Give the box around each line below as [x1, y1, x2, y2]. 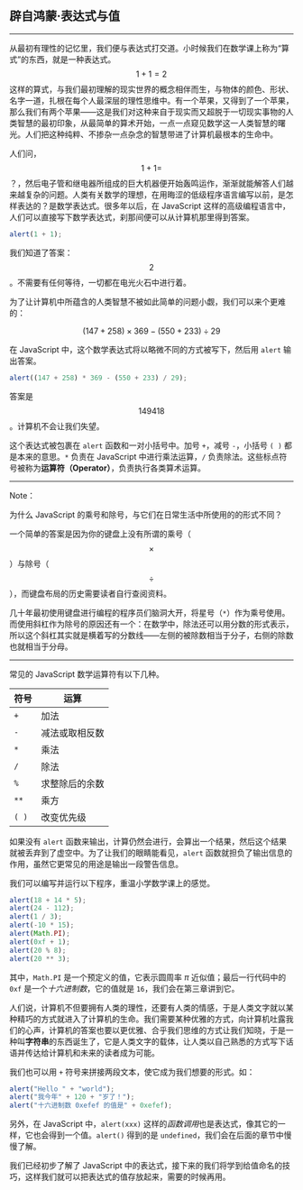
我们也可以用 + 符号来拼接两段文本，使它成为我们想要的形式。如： [9, 1066, 255, 1077]
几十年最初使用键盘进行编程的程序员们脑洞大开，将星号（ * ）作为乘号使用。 [9, 607, 290, 618]
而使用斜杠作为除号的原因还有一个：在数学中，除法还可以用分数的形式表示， [9, 618, 294, 629]
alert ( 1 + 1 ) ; [9, 229, 63, 239]
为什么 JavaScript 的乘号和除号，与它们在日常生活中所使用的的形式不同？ [9, 508, 283, 520]
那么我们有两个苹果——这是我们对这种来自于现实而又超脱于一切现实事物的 [9, 106, 286, 117]
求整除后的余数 [41, 777, 106, 790]
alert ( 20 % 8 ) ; [9, 946, 67, 955]
